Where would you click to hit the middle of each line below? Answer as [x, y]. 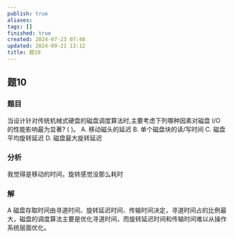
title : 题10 [24, 53]
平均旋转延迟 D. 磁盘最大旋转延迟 [55, 138]
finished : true [29, 33]
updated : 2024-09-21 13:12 [46, 46]
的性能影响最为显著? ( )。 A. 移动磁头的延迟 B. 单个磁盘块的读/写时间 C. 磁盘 [117, 129]
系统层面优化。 [29, 228]
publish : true [28, 14]
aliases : [20, 20]
